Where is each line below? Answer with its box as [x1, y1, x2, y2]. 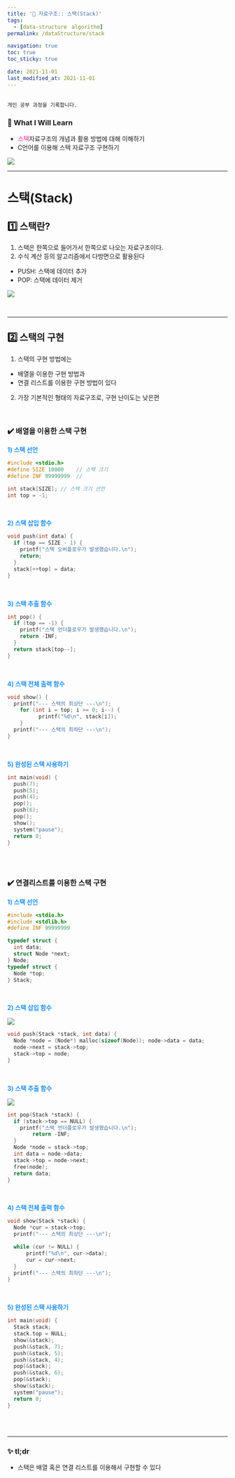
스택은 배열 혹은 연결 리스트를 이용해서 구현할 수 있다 [17, 1463, 162, 1471]
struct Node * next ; [13, 950, 71, 958]
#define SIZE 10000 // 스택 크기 [7, 466, 108, 473]
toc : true [7, 49, 36, 56]
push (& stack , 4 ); [13, 1356, 64, 1364]
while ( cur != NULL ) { [13, 1244, 80, 1251]
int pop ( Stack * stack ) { [7, 1111, 80, 1118]
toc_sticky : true [7, 55, 58, 63]
